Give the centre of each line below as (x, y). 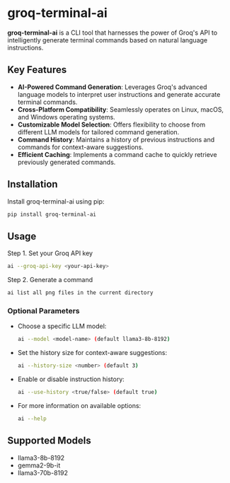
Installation (33, 184)
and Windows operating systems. (66, 117)
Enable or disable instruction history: (71, 379)
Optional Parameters (44, 310)
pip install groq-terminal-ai (52, 214)
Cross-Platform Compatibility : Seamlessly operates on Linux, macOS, (121, 109)
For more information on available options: (79, 405)
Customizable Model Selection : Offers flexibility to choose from (111, 124)
